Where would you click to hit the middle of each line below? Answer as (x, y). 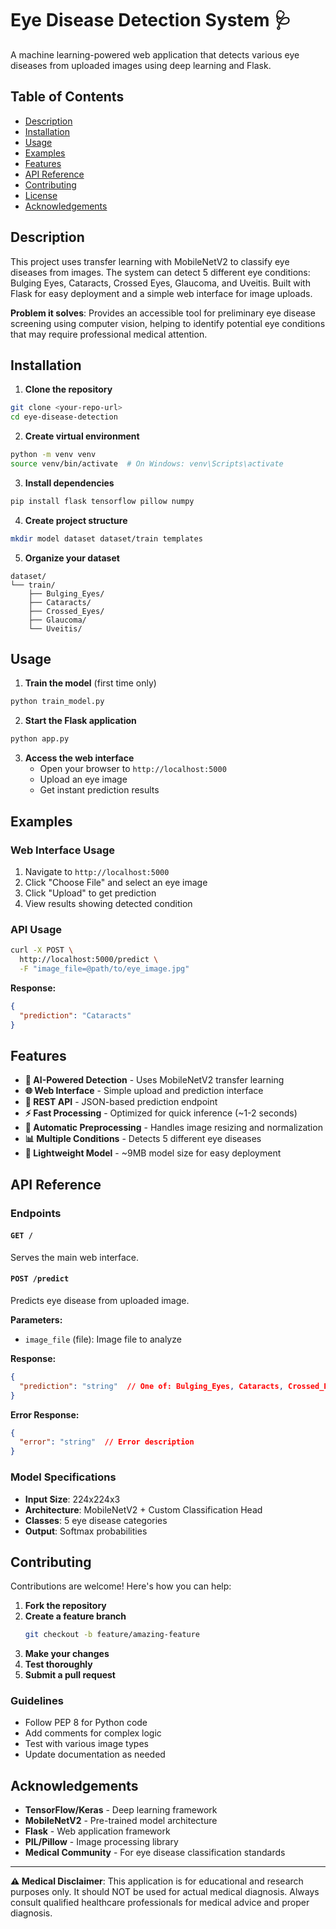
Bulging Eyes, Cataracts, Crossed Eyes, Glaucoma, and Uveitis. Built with (160, 283)
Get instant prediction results (99, 790)
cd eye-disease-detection (64, 417)
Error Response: (45, 1414)
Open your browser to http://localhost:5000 (133, 769)
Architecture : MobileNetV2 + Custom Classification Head (143, 1509)
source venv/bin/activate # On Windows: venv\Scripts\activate (147, 464)
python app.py (40, 739)
